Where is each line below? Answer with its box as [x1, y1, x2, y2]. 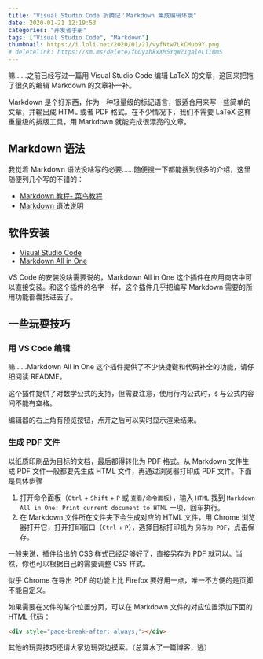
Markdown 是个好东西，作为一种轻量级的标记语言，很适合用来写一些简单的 [8, 98, 251, 106]
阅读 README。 [14, 372, 67, 382]
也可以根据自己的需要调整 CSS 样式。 [28, 558, 151, 568]
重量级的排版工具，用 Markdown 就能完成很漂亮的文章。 [8, 117, 191, 126]
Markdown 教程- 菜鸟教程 [19, 191, 103, 201]
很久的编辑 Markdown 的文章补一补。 [14, 80, 136, 90]
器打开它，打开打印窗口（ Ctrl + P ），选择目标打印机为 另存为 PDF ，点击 [19, 522, 248, 531]
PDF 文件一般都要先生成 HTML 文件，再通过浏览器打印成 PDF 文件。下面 [16, 466, 253, 476]
